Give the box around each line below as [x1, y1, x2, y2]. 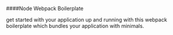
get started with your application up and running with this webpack [6, 16, 168, 23]
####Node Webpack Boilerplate [6, 5, 84, 12]
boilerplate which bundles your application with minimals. [6, 23, 144, 29]
